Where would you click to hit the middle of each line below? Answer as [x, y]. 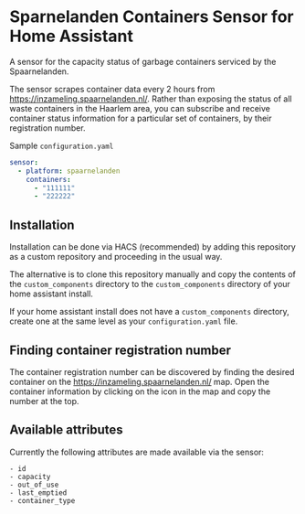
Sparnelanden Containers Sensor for [152, 17]
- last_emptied [38, 493]
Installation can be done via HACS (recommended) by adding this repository [153, 247]
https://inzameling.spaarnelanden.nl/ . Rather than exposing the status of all [151, 99]
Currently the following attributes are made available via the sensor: [137, 452]
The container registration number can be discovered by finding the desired [152, 371]
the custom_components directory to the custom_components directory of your [150, 284]
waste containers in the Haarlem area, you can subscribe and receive [140, 108]
